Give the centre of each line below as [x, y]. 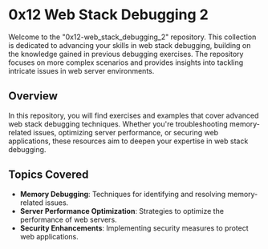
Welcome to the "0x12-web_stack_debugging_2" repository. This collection [132, 37]
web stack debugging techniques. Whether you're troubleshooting [118, 124]
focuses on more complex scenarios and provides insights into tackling [126, 62]
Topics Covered [49, 175]
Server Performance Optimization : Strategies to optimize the [122, 211]
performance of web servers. [69, 219]
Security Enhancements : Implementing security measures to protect [134, 228]
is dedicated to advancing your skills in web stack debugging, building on [130, 45]
